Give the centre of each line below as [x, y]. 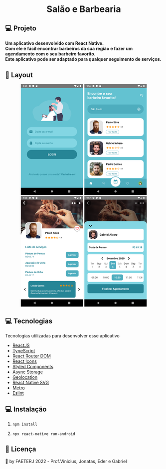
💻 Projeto [21, 28]
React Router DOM [32, 356]
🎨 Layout [19, 75]
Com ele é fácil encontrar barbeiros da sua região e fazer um [69, 49]
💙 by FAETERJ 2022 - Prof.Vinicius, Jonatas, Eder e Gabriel [66, 461]
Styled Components [33, 366]
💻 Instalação [26, 409]
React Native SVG [30, 382]
